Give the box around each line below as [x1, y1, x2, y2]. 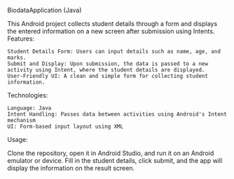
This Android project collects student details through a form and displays [7, 20, 218, 27]
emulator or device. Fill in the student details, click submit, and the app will [7, 157, 223, 164]
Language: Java [7, 105, 52, 112]
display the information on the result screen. [7, 164, 135, 172]
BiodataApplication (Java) [7, 6, 82, 14]
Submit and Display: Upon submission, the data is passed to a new [7, 60, 209, 67]
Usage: [7, 135, 28, 143]
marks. [7, 54, 27, 61]
